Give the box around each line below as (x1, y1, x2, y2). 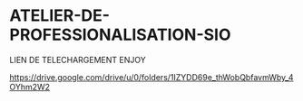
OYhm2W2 (9, 81, 51, 92)
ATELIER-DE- (9, 5, 111, 26)
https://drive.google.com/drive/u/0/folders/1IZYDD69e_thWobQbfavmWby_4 (9, 71, 294, 82)
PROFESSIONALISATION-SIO (9, 24, 231, 45)
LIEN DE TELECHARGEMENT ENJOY (9, 54, 147, 65)
